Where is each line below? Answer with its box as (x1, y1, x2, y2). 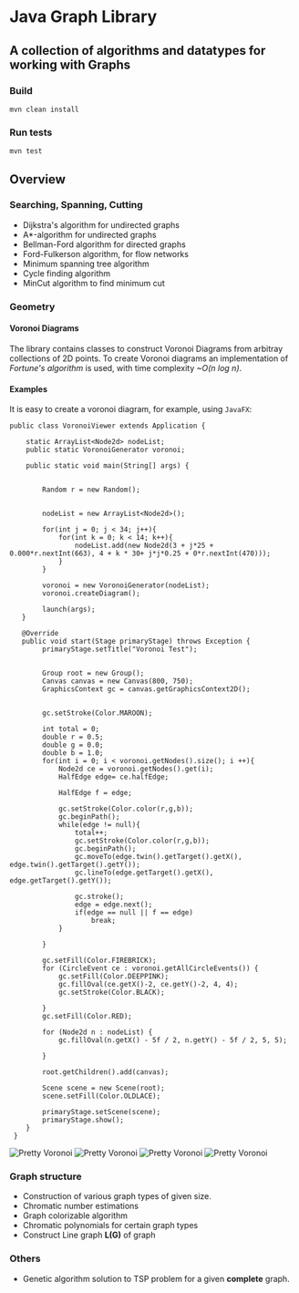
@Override (21, 629, 59, 638)
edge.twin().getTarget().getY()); (9, 860, 141, 870)
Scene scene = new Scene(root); (42, 1083, 166, 1093)
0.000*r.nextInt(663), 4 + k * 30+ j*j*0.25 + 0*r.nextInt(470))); (9, 549, 272, 558)
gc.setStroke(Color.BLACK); (57, 988, 166, 998)
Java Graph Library (9, 6, 158, 27)
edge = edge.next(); (74, 900, 153, 909)
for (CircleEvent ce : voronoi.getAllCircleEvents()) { (42, 964, 259, 973)
